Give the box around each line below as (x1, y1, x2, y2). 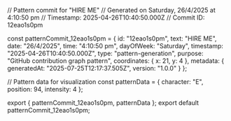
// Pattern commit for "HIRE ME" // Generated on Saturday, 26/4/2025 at (7, 6, 216, 14)
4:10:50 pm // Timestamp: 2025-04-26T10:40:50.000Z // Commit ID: (7, 13, 205, 22)
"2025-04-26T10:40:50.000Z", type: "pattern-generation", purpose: (7, 49, 204, 57)
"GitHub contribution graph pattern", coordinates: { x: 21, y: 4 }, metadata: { (7, 57, 225, 65)
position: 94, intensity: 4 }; (7, 85, 83, 93)
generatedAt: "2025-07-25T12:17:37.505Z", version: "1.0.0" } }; (7, 64, 188, 72)
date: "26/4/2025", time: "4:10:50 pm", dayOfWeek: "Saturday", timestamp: (7, 42, 224, 50)
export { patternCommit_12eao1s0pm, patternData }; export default (7, 99, 199, 107)
